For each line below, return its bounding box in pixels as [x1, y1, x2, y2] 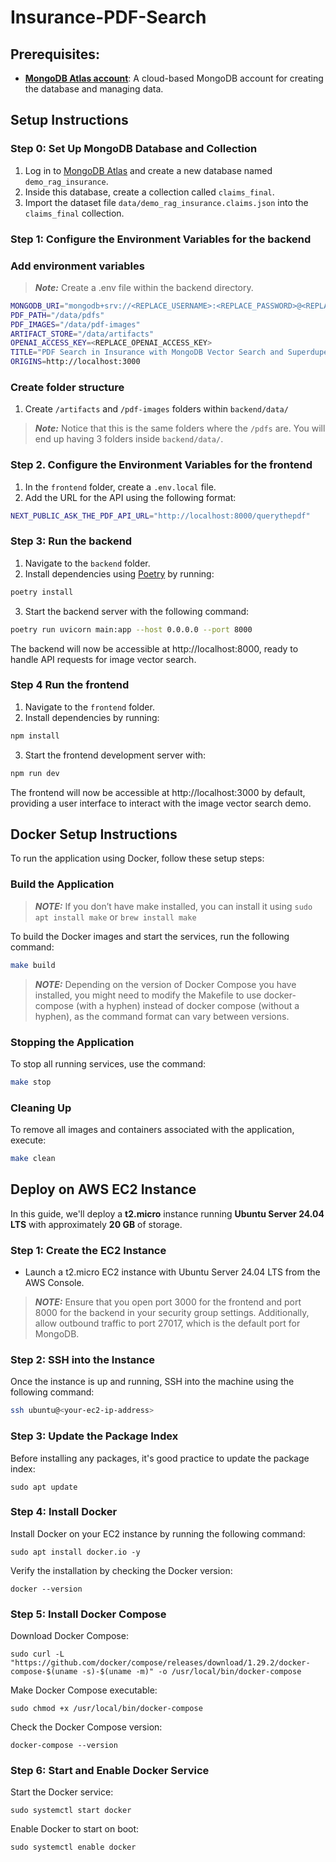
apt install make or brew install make [34, 911, 197, 923]
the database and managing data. [24, 83, 164, 95]
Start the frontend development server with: [24, 749, 207, 761]
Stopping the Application [10, 1035, 135, 1049]
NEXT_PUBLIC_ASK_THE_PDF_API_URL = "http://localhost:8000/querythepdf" [10, 511, 311, 521]
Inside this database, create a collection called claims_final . [24, 186, 275, 198]
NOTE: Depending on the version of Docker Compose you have [34, 978, 297, 990]
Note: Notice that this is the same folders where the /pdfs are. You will [34, 422, 326, 435]
